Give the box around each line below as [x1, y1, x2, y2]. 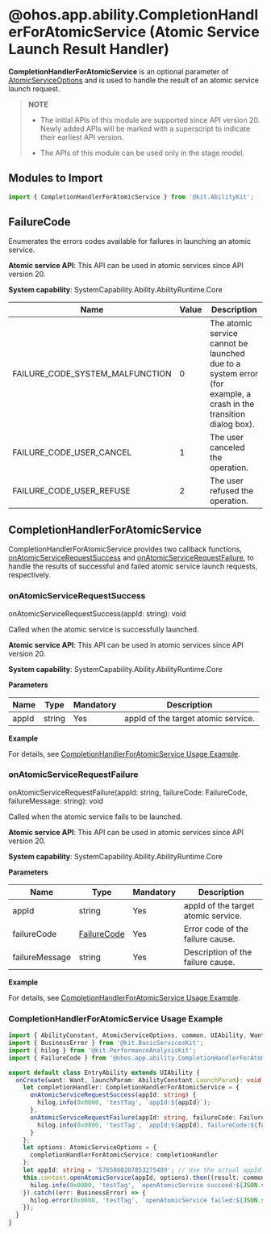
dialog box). [209, 418, 256, 430]
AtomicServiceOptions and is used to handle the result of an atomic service [8, 75, 260, 85]
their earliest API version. [40, 132, 124, 142]
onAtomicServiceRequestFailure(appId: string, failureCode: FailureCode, [8, 787, 248, 797]
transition [209, 409, 246, 420]
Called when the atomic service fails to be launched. [8, 812, 183, 821]
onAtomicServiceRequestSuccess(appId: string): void [8, 608, 186, 619]
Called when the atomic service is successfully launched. [8, 624, 199, 634]
